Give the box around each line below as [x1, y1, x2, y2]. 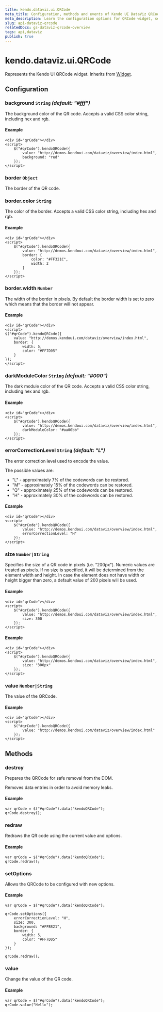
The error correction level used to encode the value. [5, 458, 109, 464]
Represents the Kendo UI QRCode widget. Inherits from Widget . [5, 71, 132, 77]
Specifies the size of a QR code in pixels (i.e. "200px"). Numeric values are [5, 562, 155, 568]
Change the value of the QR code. [5, 976, 73, 982]
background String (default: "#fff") [5, 100, 91, 107]
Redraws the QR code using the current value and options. [5, 833, 122, 839]
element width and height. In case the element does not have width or [5, 572, 145, 578]
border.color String [5, 197, 52, 204]
